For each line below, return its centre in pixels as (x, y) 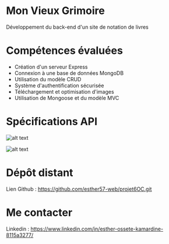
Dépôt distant (40, 173)
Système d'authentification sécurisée (59, 85)
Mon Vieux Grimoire (55, 11)
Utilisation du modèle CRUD (48, 79)
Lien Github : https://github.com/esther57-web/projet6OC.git (79, 189)
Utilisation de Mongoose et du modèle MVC (67, 98)
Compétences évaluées (65, 51)
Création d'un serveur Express (51, 67)
